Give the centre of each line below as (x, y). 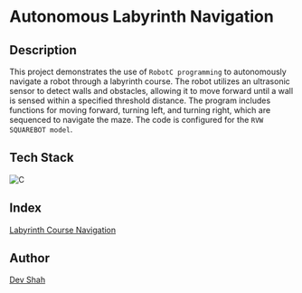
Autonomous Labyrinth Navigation (142, 17)
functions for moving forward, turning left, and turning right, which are (140, 110)
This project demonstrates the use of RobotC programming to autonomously (148, 71)
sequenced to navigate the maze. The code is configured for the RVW (137, 120)
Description (43, 50)
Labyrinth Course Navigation (63, 230)
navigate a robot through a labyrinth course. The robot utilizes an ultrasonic (150, 81)
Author (29, 258)
